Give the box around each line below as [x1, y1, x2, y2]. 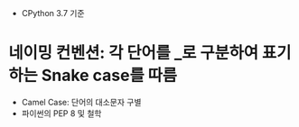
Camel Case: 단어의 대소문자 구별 [21, 96, 142, 107]
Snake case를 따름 [41, 66, 178, 86]
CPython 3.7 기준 [21, 8, 85, 18]
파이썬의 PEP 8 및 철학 [21, 107, 102, 119]
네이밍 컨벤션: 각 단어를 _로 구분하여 [8, 43, 259, 63]
